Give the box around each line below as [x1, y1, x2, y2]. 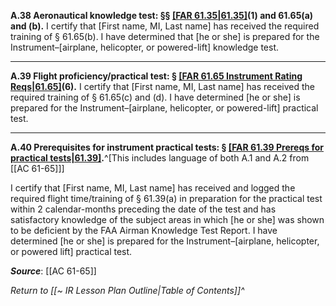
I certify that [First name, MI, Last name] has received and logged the [10, 182, 296, 194]
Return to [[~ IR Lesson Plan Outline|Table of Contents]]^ [10, 285, 245, 296]
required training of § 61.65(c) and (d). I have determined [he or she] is [10, 91, 301, 103]
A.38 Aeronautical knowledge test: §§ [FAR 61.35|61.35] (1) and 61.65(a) [10, 10, 314, 21]
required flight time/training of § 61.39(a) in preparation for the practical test [10, 193, 323, 204]
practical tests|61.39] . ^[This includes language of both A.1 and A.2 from [10, 152, 310, 164]
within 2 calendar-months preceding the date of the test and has [10, 203, 277, 215]
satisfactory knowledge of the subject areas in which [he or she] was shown [10, 214, 325, 225]
